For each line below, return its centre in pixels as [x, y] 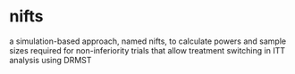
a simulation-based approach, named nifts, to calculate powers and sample [148, 41]
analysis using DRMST [51, 60]
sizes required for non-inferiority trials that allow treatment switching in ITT [147, 50]
